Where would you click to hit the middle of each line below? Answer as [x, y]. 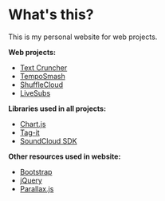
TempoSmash [42, 76]
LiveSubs [35, 93]
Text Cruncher [43, 67]
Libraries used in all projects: [57, 108]
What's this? [51, 15]
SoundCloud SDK [48, 140]
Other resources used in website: [65, 156]
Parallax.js [37, 188]
